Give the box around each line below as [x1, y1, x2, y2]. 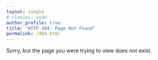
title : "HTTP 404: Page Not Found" [6, 25, 96, 31]
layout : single [6, 8, 45, 15]
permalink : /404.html [6, 31, 61, 37]
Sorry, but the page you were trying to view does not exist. [6, 47, 152, 54]
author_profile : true [6, 20, 61, 26]
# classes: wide [6, 14, 47, 20]
